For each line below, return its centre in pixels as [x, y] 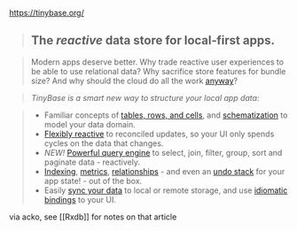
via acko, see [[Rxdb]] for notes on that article [93, 217]
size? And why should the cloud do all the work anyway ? [134, 81]
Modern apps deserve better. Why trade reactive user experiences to [157, 62]
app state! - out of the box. [93, 181]
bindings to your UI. [80, 199]
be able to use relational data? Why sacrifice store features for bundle [158, 71]
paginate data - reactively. [92, 162]
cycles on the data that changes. [104, 143]
